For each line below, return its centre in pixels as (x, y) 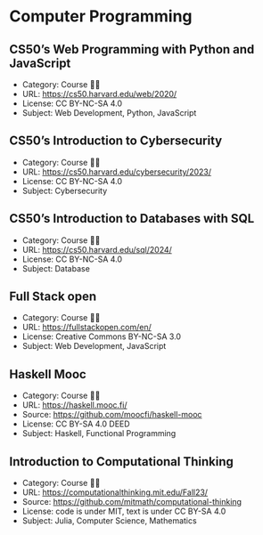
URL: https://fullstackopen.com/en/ (86, 328)
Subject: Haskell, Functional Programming (99, 434)
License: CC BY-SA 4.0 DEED (76, 424)
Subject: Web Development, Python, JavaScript (109, 113)
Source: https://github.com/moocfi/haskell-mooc (112, 415)
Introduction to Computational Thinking (122, 462)
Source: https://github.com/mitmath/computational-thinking (132, 502)
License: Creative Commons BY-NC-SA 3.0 (101, 336)
